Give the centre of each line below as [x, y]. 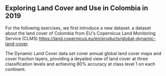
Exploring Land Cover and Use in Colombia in [77, 8]
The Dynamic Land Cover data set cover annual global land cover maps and [83, 53]
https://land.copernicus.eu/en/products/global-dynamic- [97, 38]
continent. [15, 69]
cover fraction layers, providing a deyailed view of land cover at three [77, 59]
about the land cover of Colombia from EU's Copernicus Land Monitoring [80, 33]
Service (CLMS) [21, 38]
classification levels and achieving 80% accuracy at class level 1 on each [80, 64]
